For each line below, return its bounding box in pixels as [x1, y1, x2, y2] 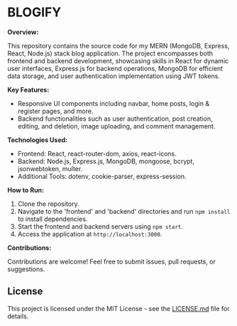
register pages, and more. [17, 107, 94, 115]
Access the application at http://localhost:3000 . [17, 229, 162, 238]
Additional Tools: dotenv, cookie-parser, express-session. [17, 172, 187, 180]
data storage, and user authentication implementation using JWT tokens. [7, 72, 220, 80]
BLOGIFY [7, 4, 62, 21]
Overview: [7, 28, 39, 36]
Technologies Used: [7, 136, 68, 144]
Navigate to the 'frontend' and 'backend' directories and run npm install [17, 207, 231, 215]
